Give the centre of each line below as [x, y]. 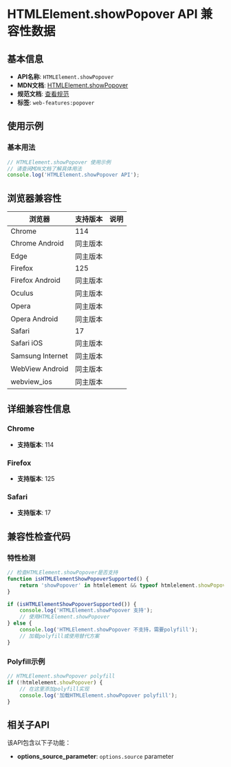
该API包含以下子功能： [39, 743]
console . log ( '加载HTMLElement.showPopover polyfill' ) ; [99, 695]
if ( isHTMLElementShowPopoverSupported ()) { [72, 604]
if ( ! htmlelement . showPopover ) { [55, 682]
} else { [20, 623]
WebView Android [40, 369]
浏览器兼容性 [34, 198]
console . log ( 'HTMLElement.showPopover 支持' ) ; [86, 611]
